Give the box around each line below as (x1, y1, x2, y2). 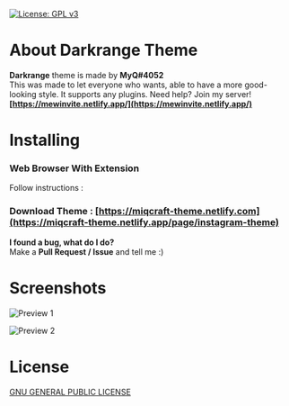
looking (9, 88, 38, 99)
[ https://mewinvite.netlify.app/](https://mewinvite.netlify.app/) (9, 98, 253, 109)
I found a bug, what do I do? (9, 237, 115, 248)
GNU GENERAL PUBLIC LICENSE (9, 386, 132, 397)
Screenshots (9, 277, 107, 298)
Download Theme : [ (9, 205, 100, 218)
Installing (9, 131, 81, 150)
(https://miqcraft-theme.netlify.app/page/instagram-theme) (9, 216, 280, 229)
